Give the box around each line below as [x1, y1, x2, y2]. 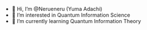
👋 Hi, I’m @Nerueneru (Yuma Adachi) [11, 6, 103, 12]
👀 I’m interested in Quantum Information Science [11, 12, 130, 18]
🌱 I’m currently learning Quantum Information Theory [11, 18, 141, 24]
